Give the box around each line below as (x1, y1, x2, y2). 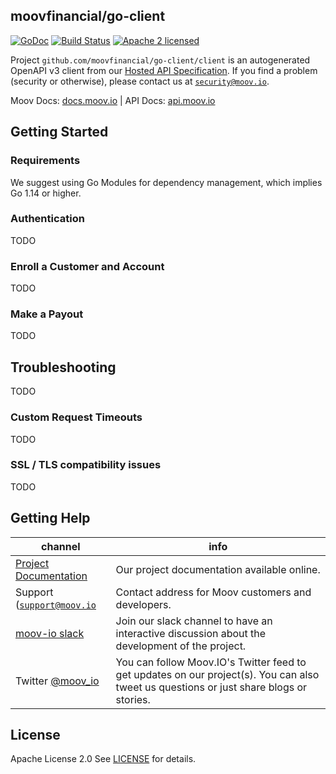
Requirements (10, 154, 81, 168)
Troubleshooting (10, 359, 117, 376)
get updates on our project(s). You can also (115, 667, 320, 681)
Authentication (10, 212, 85, 226)
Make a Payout (10, 307, 84, 321)
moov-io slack (15, 626, 85, 640)
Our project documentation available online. (115, 562, 321, 576)
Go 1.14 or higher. (10, 187, 82, 199)
